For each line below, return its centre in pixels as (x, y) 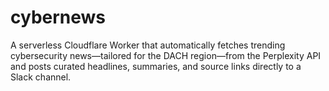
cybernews (58, 17)
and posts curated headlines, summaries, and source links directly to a (156, 66)
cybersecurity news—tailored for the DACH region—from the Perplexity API (166, 55)
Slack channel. (41, 77)
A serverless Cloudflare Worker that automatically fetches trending (148, 45)
